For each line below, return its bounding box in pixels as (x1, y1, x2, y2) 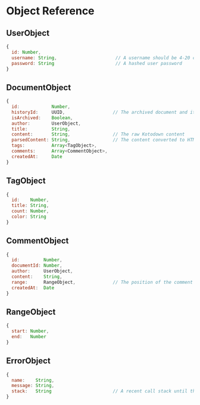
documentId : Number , (11, 262, 62, 269)
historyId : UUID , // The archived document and (11, 109, 187, 115)
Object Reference (6, 4, 95, 18)
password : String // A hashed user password (11, 60, 183, 66)
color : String (11, 214, 46, 219)
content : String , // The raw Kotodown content (11, 131, 185, 138)
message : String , (11, 383, 55, 389)
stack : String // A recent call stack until (11, 388, 187, 394)
